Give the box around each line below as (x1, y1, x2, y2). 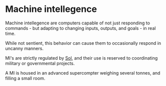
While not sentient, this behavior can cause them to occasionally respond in (5, 40, 161, 46)
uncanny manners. (5, 45, 44, 51)
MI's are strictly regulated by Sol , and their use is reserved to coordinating (5, 55, 158, 61)
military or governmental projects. (5, 60, 75, 66)
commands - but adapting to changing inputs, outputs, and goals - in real (5, 25, 156, 31)
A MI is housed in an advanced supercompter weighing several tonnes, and (5, 70, 160, 76)
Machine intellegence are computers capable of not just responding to (5, 20, 150, 26)
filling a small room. (5, 75, 45, 81)
